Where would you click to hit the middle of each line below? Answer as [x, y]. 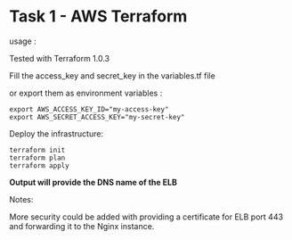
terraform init [37, 150]
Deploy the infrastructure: [57, 133]
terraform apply [39, 166]
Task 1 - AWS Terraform [98, 17]
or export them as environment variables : [86, 93]
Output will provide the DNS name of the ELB [93, 182]
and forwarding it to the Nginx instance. [82, 226]
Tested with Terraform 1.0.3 [59, 58]
